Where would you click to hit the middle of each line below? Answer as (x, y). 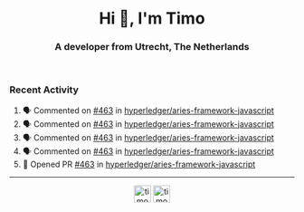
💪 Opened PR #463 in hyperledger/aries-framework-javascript (139, 164)
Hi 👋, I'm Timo (152, 19)
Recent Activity (44, 90)
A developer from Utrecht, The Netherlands (152, 47)
